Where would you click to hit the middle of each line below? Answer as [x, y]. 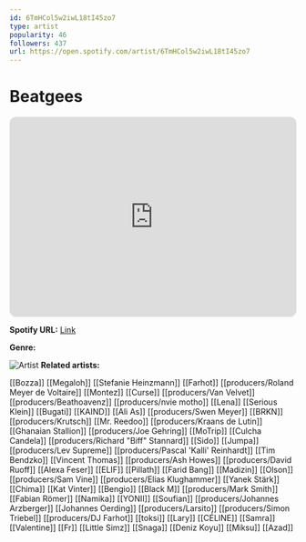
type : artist [34, 26]
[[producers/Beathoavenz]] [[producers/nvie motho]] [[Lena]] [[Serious [143, 402]
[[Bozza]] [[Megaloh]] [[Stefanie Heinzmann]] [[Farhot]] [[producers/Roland [152, 383]
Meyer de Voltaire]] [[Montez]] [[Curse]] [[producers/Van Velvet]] [132, 393]
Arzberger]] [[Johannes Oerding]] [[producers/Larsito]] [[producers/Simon [150, 508]
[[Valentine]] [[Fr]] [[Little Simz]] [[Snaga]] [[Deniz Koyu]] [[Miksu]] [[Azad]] [152, 527]
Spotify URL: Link [43, 330]
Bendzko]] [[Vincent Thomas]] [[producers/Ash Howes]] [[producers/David [151, 460]
